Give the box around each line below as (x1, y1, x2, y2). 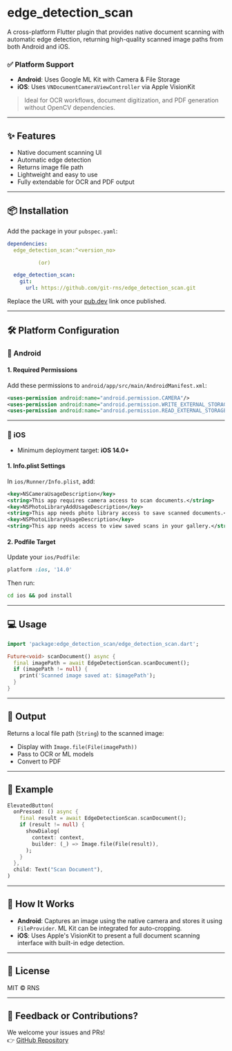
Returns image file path (17, 163, 84, 171)
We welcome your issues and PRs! (7, 1028, 106, 1036)
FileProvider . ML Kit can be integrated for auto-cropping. (17, 924, 182, 932)
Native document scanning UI (17, 149, 102, 157)
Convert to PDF (17, 757, 61, 765)
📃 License (7, 965, 50, 977)
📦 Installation (7, 205, 69, 217)
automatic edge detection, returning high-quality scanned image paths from (7, 35, 223, 43)
